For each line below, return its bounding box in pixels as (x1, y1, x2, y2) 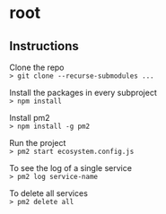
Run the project (9, 138, 66, 148)
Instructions (9, 39, 79, 54)
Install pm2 (9, 113, 51, 123)
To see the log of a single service (9, 163, 133, 173)
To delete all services (9, 188, 88, 199)
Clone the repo (9, 62, 65, 73)
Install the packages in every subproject (9, 88, 157, 98)
